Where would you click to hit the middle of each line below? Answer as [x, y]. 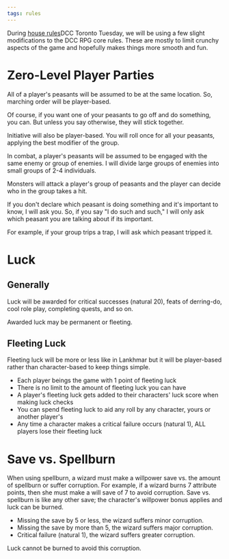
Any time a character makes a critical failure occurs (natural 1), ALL [111, 424]
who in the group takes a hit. [47, 191]
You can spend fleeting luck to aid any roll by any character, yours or [113, 410]
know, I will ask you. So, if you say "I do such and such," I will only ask [106, 211]
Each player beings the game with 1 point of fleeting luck [96, 380]
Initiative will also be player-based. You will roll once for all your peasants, [111, 135]
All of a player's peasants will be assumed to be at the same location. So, [110, 94]
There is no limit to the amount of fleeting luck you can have [102, 388]
